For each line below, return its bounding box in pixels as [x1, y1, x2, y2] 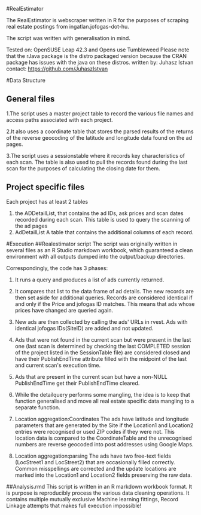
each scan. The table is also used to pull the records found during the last [6, 158, 188, 165]
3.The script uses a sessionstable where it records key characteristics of [6, 152, 185, 159]
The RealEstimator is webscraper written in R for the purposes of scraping [6, 17, 189, 23]
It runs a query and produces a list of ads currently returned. [14, 276, 165, 283]
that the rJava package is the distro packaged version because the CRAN [6, 53, 187, 59]
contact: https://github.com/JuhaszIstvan [6, 65, 108, 72]
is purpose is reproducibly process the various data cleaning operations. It [6, 489, 190, 496]
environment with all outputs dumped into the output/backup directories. [6, 253, 185, 260]
